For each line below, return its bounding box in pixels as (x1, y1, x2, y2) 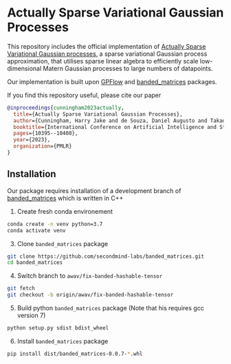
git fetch (7, 285, 36, 292)
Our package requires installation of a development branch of (7, 186, 181, 194)
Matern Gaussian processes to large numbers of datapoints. (43, 64, 213, 72)
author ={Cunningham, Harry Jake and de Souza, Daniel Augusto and (13, 117, 208, 124)
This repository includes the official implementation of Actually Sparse (7, 42, 206, 50)
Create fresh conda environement (16, 207, 113, 215)
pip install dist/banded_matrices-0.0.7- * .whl (7, 350, 143, 357)
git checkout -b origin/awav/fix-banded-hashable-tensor (7, 292, 174, 299)
